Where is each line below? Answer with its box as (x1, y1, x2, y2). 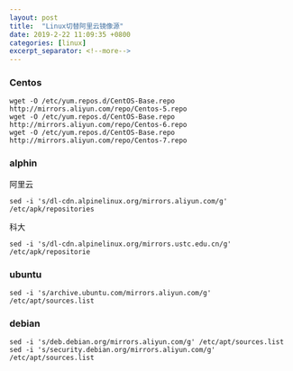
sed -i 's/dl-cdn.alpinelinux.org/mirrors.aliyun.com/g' (9, 196, 228, 205)
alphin (9, 157, 38, 169)
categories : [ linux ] (9, 38, 87, 48)
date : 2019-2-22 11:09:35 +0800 (9, 30, 131, 39)
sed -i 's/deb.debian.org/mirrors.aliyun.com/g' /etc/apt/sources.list (9, 338, 284, 347)
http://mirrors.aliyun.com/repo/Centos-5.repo (9, 104, 188, 113)
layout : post (9, 13, 59, 23)
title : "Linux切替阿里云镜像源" (9, 22, 124, 31)
